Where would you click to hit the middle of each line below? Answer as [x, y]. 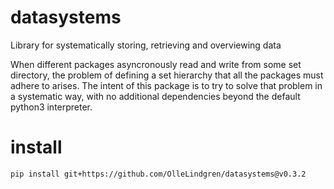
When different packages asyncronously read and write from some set [156, 64]
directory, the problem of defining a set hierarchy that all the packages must [167, 75]
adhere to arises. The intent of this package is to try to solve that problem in [166, 85]
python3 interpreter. [51, 107]
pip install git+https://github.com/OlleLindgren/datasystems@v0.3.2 [158, 174]
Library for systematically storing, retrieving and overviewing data [146, 45]
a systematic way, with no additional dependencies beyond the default [155, 96]
